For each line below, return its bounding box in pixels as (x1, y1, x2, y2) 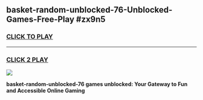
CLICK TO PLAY (6, 33, 53, 41)
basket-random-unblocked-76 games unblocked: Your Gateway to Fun (6, 80, 188, 87)
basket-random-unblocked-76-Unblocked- (6, 5, 173, 15)
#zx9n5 (76, 15, 106, 25)
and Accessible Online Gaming (6, 87, 85, 94)
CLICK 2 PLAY (6, 55, 48, 64)
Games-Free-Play (6, 15, 74, 25)
